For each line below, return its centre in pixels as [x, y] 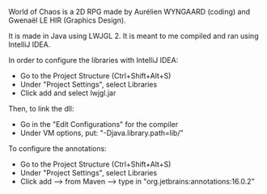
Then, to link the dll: [41, 109]
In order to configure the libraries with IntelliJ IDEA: [93, 60]
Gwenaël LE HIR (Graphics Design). [68, 20]
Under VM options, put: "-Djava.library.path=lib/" [102, 133]
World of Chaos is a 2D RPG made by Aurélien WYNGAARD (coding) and [129, 12]
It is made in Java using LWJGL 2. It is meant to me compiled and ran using [133, 36]
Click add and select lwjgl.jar [68, 93]
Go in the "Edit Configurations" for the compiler [99, 124]
